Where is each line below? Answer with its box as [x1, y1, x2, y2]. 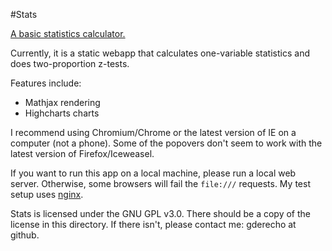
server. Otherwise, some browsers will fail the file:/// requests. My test [10, 178, 311, 189]
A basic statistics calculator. [10, 28, 126, 39]
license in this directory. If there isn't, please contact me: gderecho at [10, 219, 297, 230]
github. [10, 229, 40, 241]
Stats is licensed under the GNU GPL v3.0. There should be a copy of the [10, 208, 311, 219]
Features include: [10, 77, 82, 89]
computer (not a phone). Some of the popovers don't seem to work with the [10, 137, 323, 149]
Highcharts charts [24, 107, 100, 119]
